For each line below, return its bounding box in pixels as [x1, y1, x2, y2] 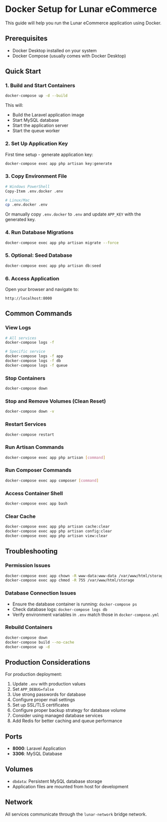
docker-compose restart [5, 432, 55, 437]
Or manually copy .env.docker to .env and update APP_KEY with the [5, 211, 141, 217]
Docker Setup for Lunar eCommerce [5, 3, 158, 15]
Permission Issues [5, 562, 51, 569]
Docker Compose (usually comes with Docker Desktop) [12, 53, 126, 59]
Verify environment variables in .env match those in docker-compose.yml [12, 611, 160, 617]
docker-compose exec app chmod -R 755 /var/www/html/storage [5, 578, 135, 583]
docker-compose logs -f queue [5, 363, 68, 368]
